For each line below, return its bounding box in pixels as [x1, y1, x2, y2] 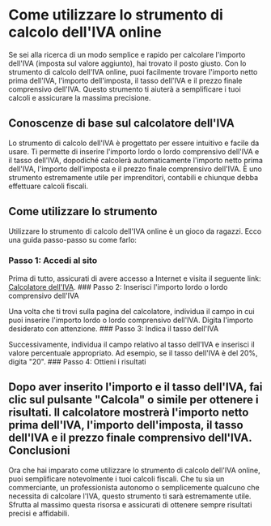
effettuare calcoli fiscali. [8, 181, 89, 191]
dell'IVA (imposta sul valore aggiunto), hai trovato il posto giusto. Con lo [8, 58, 247, 68]
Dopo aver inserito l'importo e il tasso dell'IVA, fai [8, 380, 263, 394]
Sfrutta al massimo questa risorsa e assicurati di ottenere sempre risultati [8, 499, 252, 509]
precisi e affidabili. [8, 508, 70, 518]
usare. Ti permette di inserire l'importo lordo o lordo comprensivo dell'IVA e [8, 146, 260, 156]
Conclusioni [8, 444, 70, 458]
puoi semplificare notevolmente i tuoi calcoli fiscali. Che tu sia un [8, 473, 225, 484]
